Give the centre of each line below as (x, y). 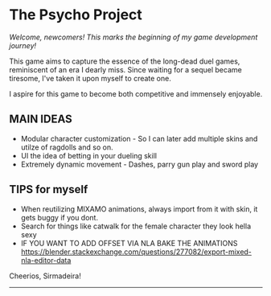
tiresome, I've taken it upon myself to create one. (90, 78)
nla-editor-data (46, 260)
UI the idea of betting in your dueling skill (89, 155)
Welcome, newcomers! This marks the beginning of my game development (133, 37)
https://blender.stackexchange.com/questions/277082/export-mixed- (136, 252)
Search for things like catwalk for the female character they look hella (136, 226)
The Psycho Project (76, 15)
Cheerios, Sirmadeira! (45, 276)
